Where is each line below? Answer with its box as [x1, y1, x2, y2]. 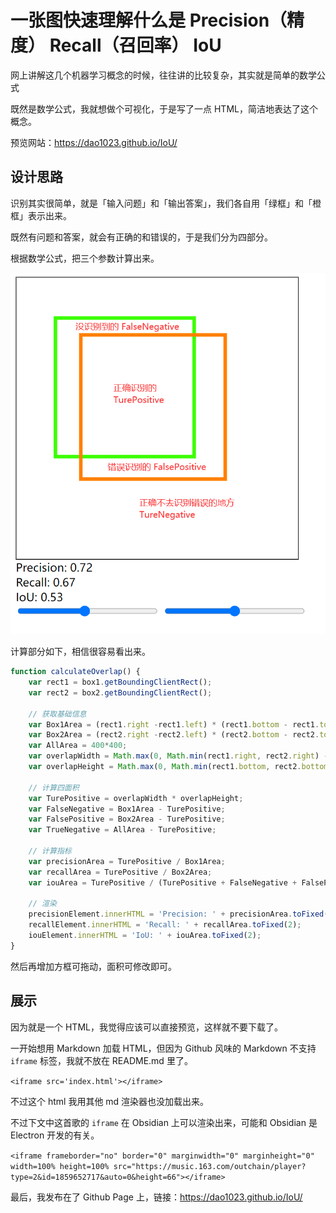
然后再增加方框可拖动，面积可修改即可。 [10, 960, 177, 972]
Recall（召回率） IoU [49, 34, 222, 57]
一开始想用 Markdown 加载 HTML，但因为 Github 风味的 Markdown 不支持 [10, 1042, 317, 1054]
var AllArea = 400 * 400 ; [28, 741, 128, 751]
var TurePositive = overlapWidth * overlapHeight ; [28, 793, 244, 803]
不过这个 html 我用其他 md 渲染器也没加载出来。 [10, 1095, 210, 1107]
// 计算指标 [28, 846, 72, 856]
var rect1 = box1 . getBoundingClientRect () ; [28, 677, 213, 688]
